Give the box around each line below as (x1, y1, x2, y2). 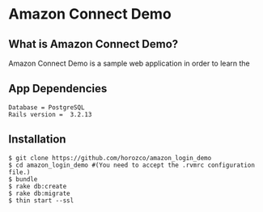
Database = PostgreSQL (8, 103, 85, 112)
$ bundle (8, 175, 38, 183)
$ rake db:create (8, 182, 67, 190)
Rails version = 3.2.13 (8, 110, 92, 118)
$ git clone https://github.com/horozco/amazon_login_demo (8, 154, 212, 162)
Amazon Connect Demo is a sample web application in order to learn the (8, 58, 250, 68)
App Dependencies (8, 82, 108, 95)
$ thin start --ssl (8, 196, 74, 205)
